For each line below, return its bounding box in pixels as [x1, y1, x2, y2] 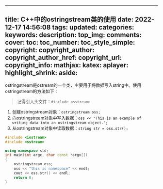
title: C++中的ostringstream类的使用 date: [5, 16, 134, 24]
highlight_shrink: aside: [5, 69, 78, 77]
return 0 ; [14, 175, 34, 180]
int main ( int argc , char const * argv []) [5, 153, 88, 157]
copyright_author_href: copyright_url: [5, 54, 122, 62]
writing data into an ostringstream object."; [12, 120, 108, 125]
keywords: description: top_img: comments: [5, 31, 142, 39]
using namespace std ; [5, 148, 49, 153]
